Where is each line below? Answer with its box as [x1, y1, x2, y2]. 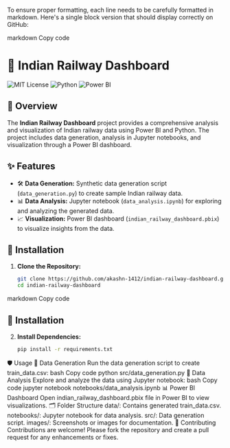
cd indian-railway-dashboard [16, 282, 101, 289]
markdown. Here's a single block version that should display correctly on [7, 13, 214, 21]
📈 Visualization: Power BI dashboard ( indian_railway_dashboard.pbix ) [16, 214, 220, 223]
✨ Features [7, 161, 56, 172]
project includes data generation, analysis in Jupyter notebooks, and [7, 133, 201, 142]
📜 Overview [7, 100, 58, 112]
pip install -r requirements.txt [16, 346, 113, 352]
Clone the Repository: [16, 262, 81, 271]
